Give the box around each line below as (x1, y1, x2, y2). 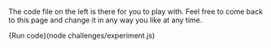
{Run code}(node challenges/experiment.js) (8, 31, 155, 40)
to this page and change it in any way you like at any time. (8, 15, 203, 25)
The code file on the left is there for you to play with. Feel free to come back (8, 7, 263, 16)
